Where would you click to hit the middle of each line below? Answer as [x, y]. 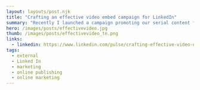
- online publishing [37, 72]
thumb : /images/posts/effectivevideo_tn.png [62, 34]
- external [25, 56]
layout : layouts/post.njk [38, 12]
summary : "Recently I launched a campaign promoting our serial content [98, 22]
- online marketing [36, 78]
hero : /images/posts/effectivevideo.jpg [57, 28]
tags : [13, 50]
